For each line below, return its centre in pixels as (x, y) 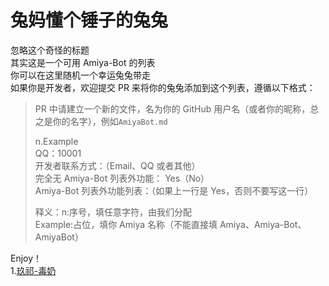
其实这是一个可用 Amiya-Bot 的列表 (83, 62)
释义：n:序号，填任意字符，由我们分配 (113, 212)
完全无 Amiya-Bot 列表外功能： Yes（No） (122, 178)
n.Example (56, 141)
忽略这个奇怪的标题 (50, 50)
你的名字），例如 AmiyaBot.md (110, 121)
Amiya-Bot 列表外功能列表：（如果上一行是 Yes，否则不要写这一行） (174, 190)
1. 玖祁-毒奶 (33, 270)
